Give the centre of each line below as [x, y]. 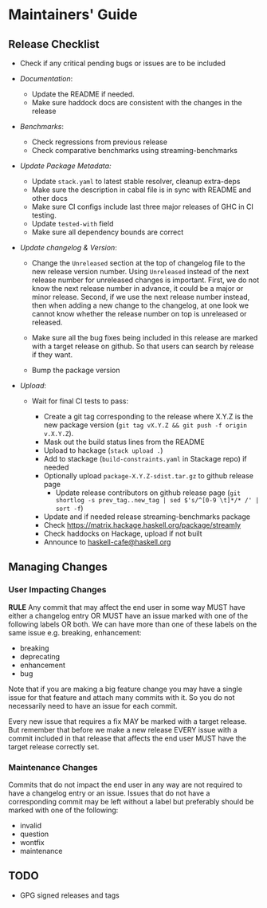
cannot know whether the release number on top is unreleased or [139, 314]
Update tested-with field [73, 224]
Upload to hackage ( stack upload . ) [103, 450]
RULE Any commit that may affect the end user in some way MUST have [127, 607]
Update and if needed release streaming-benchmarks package [147, 517]
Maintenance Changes [53, 767]
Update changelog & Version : [68, 248]
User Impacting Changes [57, 590]
